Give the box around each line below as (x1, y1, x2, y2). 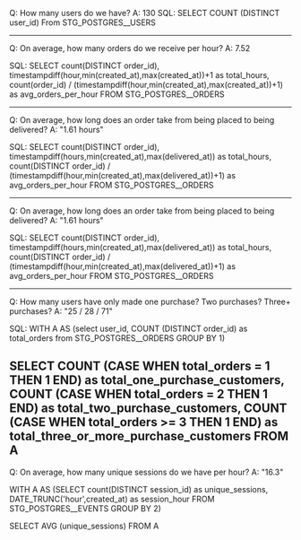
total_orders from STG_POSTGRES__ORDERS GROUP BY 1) (9, 333, 226, 344)
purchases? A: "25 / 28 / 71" (9, 306, 114, 317)
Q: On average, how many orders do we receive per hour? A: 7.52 (9, 43, 251, 53)
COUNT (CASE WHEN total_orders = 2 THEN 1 (9, 387, 269, 402)
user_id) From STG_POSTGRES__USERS (9, 17, 157, 28)
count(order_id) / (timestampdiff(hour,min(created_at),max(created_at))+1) (9, 80, 284, 90)
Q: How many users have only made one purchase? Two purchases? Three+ (9, 296, 291, 307)
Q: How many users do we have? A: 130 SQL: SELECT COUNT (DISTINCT (9, 8, 280, 18)
